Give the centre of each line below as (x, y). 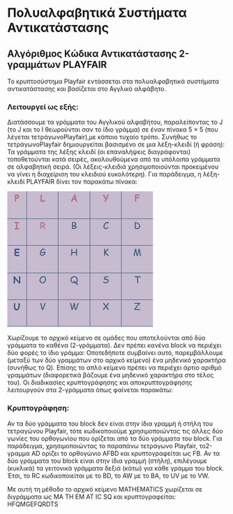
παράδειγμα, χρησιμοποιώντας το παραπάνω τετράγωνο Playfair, (103, 445)
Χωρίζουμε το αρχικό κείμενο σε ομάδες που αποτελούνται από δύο (106, 338)
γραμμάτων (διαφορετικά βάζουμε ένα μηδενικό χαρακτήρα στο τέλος (111, 375)
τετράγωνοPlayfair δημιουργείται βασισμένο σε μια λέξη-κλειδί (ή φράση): (116, 144)
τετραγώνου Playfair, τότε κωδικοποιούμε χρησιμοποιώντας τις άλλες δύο (115, 431)
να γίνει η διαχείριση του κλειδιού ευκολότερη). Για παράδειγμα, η (104, 174)
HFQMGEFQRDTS (33, 504)
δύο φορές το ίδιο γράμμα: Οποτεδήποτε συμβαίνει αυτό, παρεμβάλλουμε (115, 353)
